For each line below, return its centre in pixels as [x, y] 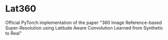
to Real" [13, 33]
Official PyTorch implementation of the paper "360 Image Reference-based [83, 22]
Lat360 [21, 9]
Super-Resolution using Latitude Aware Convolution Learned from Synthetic [84, 27]
